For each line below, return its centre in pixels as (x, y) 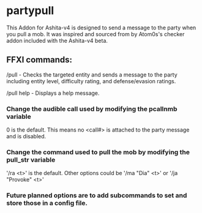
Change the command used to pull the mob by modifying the (98, 152)
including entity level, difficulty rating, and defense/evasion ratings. (91, 81)
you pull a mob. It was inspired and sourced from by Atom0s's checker (95, 34)
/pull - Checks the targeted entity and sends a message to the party (92, 75)
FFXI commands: (39, 60)
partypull (30, 11)
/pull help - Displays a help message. (53, 93)
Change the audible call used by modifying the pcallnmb (92, 109)
